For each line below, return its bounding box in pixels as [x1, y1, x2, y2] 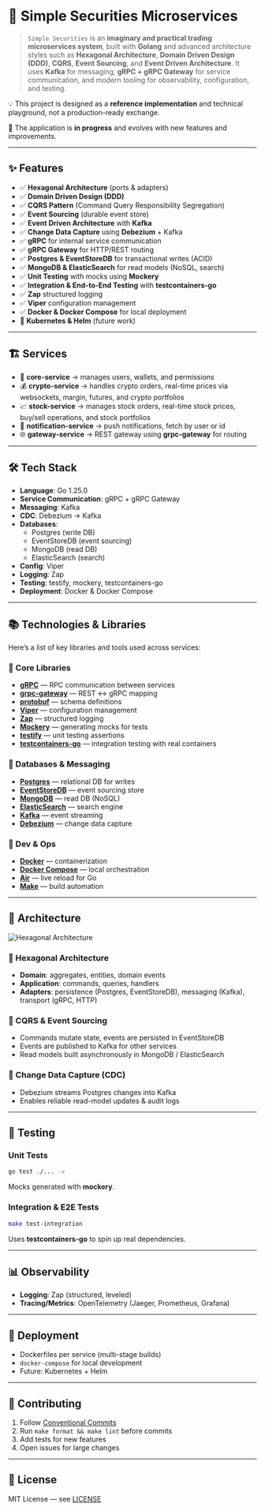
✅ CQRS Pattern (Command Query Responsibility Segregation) [19, 201, 225, 210]
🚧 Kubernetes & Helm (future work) [19, 316, 136, 325]
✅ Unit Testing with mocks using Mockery [19, 272, 159, 281]
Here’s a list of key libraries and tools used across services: [8, 643, 201, 652]
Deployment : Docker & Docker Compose [19, 587, 154, 596]
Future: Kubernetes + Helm [19, 1367, 108, 1376]
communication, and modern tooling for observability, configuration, [27, 75, 250, 84]
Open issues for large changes [19, 1442, 120, 1452]
